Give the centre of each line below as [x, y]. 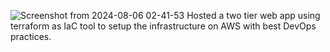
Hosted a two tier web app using [253, 15]
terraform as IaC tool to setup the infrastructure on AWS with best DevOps [163, 26]
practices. [31, 36]
